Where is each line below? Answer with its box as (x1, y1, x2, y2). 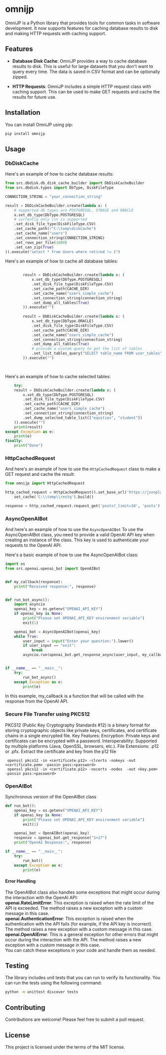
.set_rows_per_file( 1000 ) (14, 240, 68, 245)
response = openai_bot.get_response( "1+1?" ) (14, 835, 107, 841)
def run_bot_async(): (5, 597, 50, 602)
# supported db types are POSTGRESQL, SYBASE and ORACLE (14, 207, 134, 213)
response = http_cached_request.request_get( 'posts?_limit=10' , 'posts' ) (5, 503, 161, 508)
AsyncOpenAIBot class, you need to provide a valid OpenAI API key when (5, 532, 155, 538)
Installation (5, 108, 41, 117)
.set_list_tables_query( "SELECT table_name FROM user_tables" (31, 351, 163, 356)
